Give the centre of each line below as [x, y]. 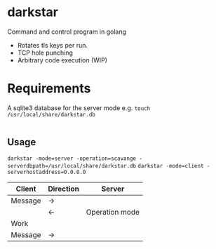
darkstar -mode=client [171, 166]
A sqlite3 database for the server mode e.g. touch [79, 108]
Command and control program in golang [67, 32]
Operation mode [113, 212]
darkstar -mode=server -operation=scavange [72, 159]
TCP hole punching [45, 53]
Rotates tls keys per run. [52, 45]
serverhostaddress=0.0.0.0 [47, 172]
